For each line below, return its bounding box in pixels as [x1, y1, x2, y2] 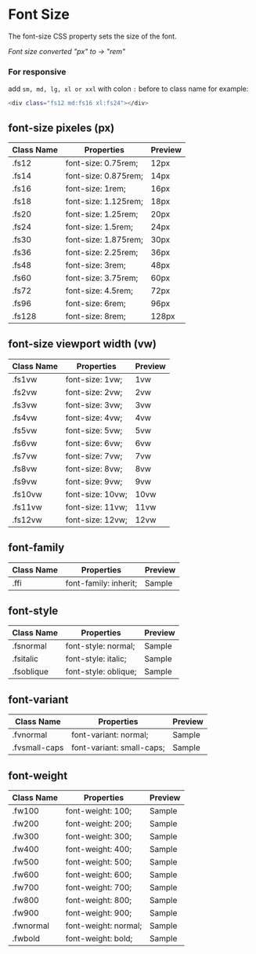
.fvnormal [12, 729, 48, 740]
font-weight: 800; [65, 894, 132, 905]
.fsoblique [12, 666, 49, 677]
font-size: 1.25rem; [65, 208, 139, 219]
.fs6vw [12, 437, 38, 448]
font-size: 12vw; [65, 514, 128, 525]
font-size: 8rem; [65, 310, 127, 321]
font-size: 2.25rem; [65, 247, 139, 258]
